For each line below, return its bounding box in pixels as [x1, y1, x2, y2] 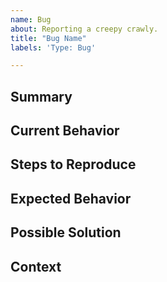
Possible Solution [10, 224, 122, 241]
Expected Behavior [10, 190, 132, 207]
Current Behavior [10, 122, 120, 140]
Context [10, 258, 62, 275]
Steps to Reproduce [10, 156, 137, 173]
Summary [10, 88, 73, 105]
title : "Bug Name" [10, 33, 87, 43]
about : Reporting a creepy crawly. [10, 24, 159, 34]
